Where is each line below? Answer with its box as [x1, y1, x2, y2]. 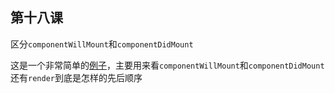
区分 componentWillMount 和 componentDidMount [10, 38, 194, 50]
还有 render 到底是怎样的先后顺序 [10, 71, 143, 83]
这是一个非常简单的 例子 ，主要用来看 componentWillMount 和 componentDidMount [10, 59, 325, 71]
